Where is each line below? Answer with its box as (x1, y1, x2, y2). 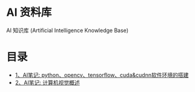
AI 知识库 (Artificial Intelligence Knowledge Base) (6, 27, 129, 34)
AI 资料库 (6, 5, 52, 19)
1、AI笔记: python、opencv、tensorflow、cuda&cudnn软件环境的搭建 (15, 71, 189, 79)
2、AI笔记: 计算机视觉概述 (15, 79, 80, 86)
